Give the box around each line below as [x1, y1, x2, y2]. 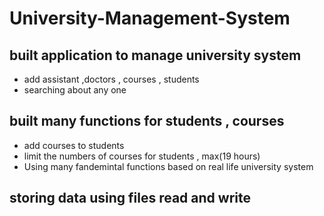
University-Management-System [9, 7, 291, 30]
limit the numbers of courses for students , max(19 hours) [23, 150, 261, 162]
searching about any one [23, 84, 127, 96]
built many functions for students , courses [9, 113, 285, 130]
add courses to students [23, 139, 125, 151]
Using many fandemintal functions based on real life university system [23, 160, 314, 172]
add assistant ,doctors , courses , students [23, 73, 200, 85]
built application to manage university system [9, 47, 302, 64]
